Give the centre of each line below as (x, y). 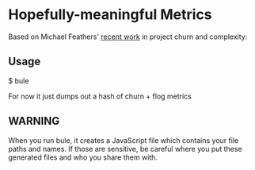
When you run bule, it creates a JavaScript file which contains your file (124, 140)
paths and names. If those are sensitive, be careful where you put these (126, 149)
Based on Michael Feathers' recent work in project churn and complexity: (128, 37)
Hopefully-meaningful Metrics (110, 15)
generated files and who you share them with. (83, 157)
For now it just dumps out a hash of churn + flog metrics (100, 96)
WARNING (34, 121)
